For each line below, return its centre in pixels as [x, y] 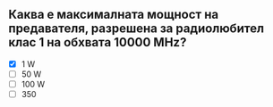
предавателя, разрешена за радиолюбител [136, 29]
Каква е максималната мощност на [114, 15]
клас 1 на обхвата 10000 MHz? [98, 42]
